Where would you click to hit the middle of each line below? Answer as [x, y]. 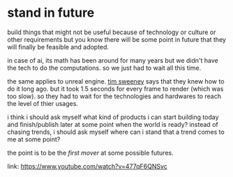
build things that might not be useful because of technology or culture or [112, 32]
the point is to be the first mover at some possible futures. [90, 153]
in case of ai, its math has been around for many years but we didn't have [113, 60]
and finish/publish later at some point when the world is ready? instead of [113, 124]
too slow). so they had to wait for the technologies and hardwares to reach [114, 96]
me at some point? [34, 139]
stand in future [51, 13]
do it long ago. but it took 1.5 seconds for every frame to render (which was [115, 88]
